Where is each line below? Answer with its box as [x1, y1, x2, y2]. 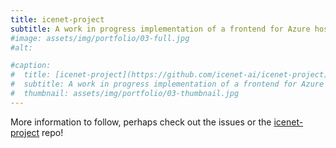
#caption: [10, 61, 52, 71]
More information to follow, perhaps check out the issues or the [10, 116, 272, 128]
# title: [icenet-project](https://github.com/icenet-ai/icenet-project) [10, 70, 329, 80]
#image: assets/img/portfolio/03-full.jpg [10, 33, 190, 43]
